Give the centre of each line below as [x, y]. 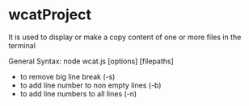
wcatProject [50, 15]
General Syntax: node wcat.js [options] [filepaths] [91, 61]
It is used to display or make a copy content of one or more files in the [125, 37]
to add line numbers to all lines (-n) [78, 93]
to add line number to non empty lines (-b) [91, 85]
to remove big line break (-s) [68, 76]
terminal [22, 45]
